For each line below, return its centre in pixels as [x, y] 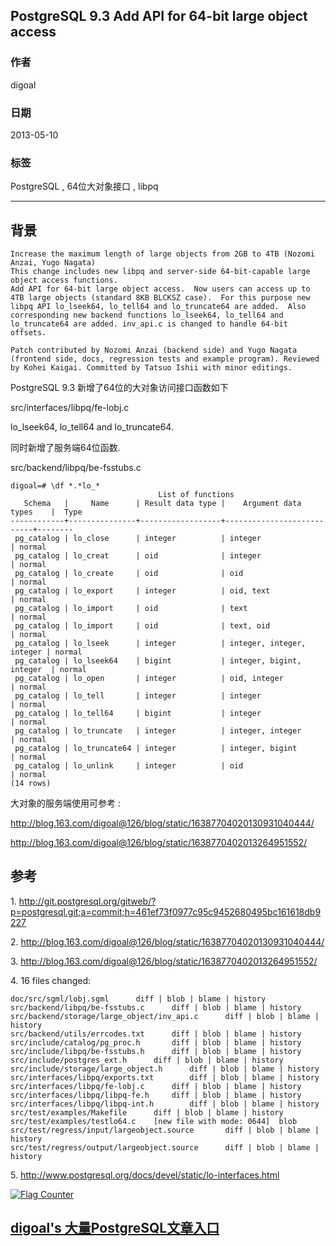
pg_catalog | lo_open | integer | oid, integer [149, 679]
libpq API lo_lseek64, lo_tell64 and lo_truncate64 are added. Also [158, 307]
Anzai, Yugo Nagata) [53, 263]
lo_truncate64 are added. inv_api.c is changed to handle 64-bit [149, 324]
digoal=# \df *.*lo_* [55, 486]
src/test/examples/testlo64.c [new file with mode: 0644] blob [154, 1121]
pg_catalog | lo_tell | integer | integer [138, 696]
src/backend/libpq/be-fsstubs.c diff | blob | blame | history [156, 1007]
